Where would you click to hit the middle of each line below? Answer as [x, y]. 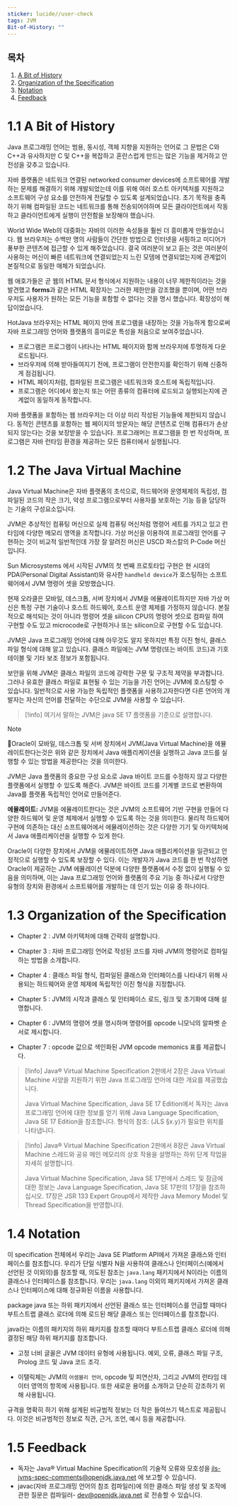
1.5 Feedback [47, 1448]
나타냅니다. [40, 1130]
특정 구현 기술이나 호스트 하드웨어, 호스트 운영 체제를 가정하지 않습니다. [118, 608]
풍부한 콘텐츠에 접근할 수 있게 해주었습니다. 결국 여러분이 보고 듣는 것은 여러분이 [118, 248]
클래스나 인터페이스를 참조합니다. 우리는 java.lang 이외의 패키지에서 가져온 [111, 1281]
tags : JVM [22, 21]
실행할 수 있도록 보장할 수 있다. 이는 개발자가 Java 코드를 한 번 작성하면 [130, 860]
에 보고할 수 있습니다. [167, 1477]
